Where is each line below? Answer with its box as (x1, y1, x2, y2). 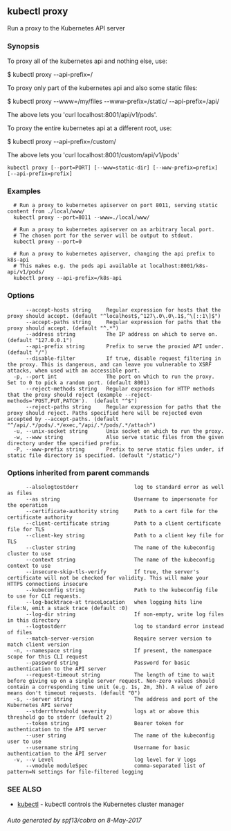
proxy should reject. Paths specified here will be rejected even (7, 409, 203, 416)
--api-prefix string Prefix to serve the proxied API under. (25, 343, 225, 350)
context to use (7, 562, 51, 569)
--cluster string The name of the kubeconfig (25, 544, 215, 551)
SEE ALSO (7, 784, 42, 794)
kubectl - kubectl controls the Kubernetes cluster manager (17, 800, 185, 809)
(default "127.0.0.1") (7, 337, 73, 343)
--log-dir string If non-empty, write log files (25, 611, 225, 618)
